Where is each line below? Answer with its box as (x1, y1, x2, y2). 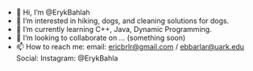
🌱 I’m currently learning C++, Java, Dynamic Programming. (15, 25, 212, 34)
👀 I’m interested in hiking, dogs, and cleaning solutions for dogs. (15, 16, 230, 26)
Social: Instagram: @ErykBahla (15, 53, 118, 63)
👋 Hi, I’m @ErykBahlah (15, 8, 90, 17)
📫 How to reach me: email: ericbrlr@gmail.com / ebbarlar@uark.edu (15, 42, 244, 51)
